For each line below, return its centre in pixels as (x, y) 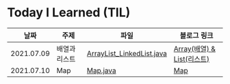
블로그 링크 (196, 36)
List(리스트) (192, 59)
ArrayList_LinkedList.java (127, 53)
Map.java (101, 70)
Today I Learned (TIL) (69, 13)
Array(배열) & (194, 48)
